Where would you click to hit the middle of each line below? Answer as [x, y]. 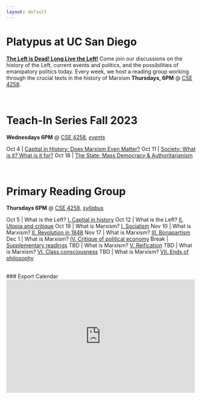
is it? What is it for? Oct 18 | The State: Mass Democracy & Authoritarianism [99, 155]
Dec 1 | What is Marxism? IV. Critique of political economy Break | [87, 239]
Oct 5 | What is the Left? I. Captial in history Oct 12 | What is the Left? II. [95, 220]
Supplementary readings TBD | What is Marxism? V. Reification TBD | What [99, 245]
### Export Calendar [32, 276]
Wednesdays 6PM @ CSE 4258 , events [56, 137]
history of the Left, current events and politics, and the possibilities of [93, 65]
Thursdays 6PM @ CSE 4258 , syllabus [55, 208]
